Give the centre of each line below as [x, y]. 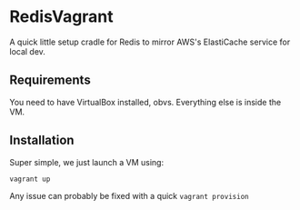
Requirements [50, 80]
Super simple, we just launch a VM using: [87, 162]
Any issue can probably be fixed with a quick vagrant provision [129, 195]
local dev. [27, 51]
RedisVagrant [61, 17]
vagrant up [30, 179]
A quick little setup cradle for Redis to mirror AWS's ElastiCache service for [150, 42]
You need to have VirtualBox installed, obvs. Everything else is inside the [145, 102]
